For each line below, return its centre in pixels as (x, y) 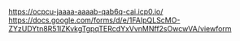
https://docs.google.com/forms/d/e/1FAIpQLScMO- (94, 20)
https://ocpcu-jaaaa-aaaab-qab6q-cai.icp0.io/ (86, 12)
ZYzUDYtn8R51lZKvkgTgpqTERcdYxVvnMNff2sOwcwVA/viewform (120, 29)
